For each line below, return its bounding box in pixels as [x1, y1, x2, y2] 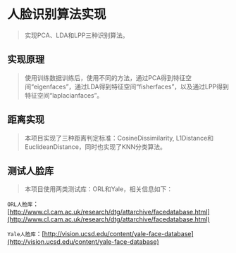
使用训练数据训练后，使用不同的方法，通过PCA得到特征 [24, 73, 186, 82]
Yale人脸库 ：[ [7, 230, 44, 238]
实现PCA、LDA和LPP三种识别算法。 [24, 31, 129, 39]
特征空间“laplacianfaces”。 [24, 91, 104, 99]
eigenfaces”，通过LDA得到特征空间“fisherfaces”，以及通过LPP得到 [33, 82, 229, 91]
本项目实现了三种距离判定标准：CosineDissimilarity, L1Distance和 [24, 134, 213, 142]
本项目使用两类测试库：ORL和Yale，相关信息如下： [24, 185, 173, 193]
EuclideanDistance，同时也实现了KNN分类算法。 [24, 142, 167, 151]
